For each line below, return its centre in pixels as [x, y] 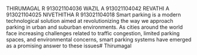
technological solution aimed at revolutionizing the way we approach [90, 21]
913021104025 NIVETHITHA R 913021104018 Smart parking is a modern [94, 15]
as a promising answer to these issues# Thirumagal [69, 46]
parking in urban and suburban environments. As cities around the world [95, 27]
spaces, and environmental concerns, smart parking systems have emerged [99, 39]
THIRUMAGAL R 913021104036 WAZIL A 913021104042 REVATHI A [88, 8]
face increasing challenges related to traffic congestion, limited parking [93, 33]
